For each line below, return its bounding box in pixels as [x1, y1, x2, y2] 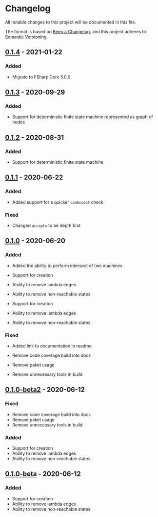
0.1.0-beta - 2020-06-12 [5, 470, 81, 478]
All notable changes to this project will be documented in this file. [5, 19, 137, 25]
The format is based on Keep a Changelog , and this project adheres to [5, 28, 146, 34]
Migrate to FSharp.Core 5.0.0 [12, 74, 71, 80]
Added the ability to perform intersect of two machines [12, 263, 123, 269]
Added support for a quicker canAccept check [12, 199, 104, 205]
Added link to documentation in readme [12, 343, 92, 348]
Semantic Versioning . [5, 34, 48, 40]
